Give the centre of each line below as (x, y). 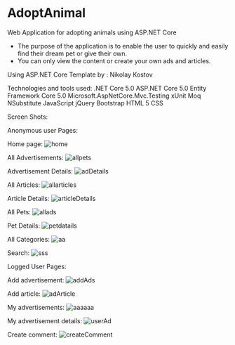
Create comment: (32, 334)
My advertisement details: (45, 320)
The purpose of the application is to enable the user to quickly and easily (123, 46)
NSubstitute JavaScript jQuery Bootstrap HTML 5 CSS (85, 103)
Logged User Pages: (37, 266)
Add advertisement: (36, 280)
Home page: (25, 144)
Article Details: (28, 198)
